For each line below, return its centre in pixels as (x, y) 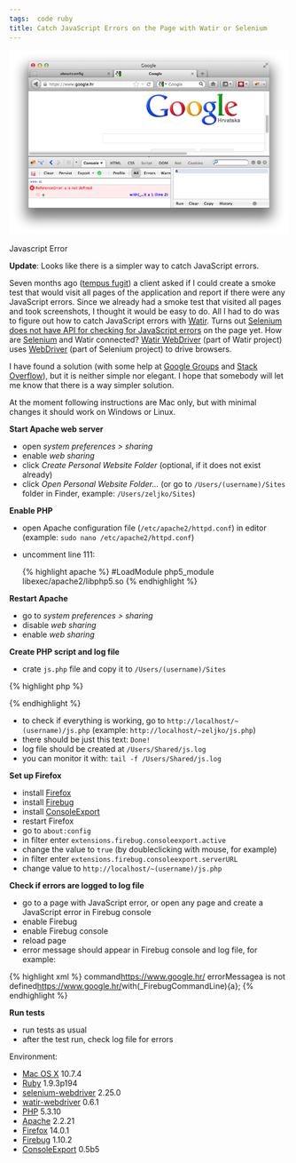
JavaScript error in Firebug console (87, 912)
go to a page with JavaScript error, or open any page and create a (142, 903)
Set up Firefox (35, 776)
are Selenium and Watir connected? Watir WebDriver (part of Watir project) (146, 340)
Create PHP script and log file (64, 652)
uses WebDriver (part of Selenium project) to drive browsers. (121, 349)
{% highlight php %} (47, 686)
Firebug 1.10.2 (47, 1140)
